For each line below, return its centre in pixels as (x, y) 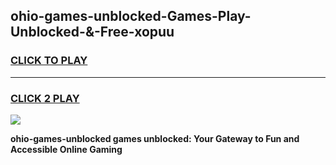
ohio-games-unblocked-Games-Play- (131, 16)
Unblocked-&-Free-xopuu (92, 32)
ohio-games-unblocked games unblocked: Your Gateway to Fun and (155, 138)
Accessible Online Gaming (66, 149)
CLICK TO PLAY (49, 61)
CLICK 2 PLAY (45, 98)
